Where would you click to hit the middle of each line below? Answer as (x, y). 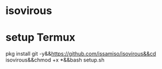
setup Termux (41, 38)
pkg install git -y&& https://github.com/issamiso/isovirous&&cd (81, 54)
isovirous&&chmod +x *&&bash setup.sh (55, 60)
